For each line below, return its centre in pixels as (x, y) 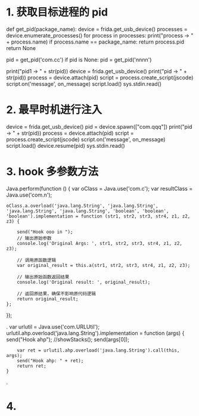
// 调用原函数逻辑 (37, 260)
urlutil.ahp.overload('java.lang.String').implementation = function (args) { (95, 333)
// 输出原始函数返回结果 (43, 277)
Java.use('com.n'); (29, 195)
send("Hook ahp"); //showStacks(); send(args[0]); (68, 339)
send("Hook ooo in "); (45, 232)
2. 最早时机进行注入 (54, 110)
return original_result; (48, 299)
